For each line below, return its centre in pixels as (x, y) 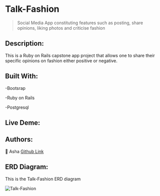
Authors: (19, 139)
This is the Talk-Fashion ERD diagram (43, 179)
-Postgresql (17, 107)
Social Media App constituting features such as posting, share (80, 23)
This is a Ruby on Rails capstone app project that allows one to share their (80, 55)
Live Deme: (23, 123)
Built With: (22, 76)
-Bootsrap (15, 88)
